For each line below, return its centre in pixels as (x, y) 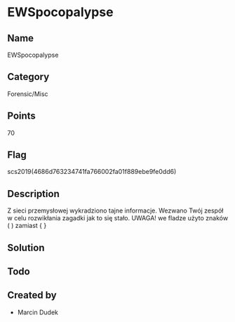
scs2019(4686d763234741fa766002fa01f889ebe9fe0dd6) (92, 172)
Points (22, 116)
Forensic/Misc (28, 94)
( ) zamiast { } (27, 226)
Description (33, 194)
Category (28, 77)
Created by (32, 295)
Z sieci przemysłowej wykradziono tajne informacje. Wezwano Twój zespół (115, 210)
